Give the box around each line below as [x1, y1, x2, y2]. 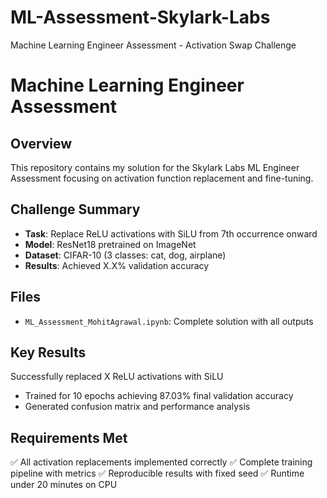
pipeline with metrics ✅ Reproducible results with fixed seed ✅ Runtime [10, 467, 305, 480]
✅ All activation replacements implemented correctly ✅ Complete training [10, 456, 313, 468]
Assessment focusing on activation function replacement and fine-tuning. [10, 172, 314, 184]
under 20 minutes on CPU [10, 479, 118, 491]
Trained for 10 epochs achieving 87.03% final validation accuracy [24, 390, 294, 402]
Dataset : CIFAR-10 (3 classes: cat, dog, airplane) [24, 249, 227, 261]
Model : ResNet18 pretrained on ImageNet [24, 238, 197, 250]
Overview [10, 135, 73, 152]
